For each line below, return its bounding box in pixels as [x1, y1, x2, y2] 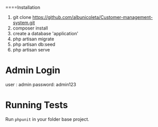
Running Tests [5, 99, 68, 111]
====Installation [5, 5, 41, 10]
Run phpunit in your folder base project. [5, 116, 90, 122]
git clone [12, 14, 32, 20]
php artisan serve [12, 47, 50, 53]
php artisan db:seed [12, 41, 55, 47]
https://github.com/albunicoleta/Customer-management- [32, 14, 153, 20]
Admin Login [5, 65, 61, 76]
